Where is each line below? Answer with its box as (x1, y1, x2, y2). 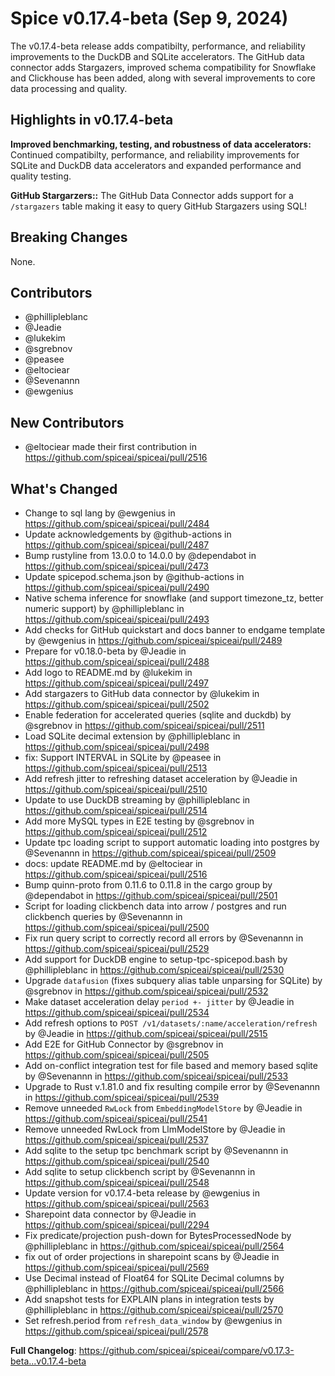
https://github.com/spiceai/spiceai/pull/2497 (24, 677, 210, 689)
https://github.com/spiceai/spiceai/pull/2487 (24, 539, 210, 551)
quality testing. (10, 170, 72, 182)
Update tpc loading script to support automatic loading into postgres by (24, 837, 320, 848)
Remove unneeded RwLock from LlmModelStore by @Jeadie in (24, 1123, 286, 1135)
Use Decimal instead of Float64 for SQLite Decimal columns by (24, 1272, 285, 1284)
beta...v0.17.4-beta (10, 1355, 87, 1367)
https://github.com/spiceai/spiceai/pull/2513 (24, 762, 208, 774)
